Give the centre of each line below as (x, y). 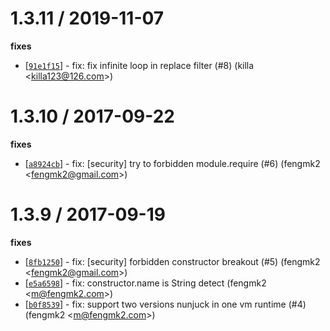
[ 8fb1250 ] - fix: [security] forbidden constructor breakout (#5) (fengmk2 (172, 261)
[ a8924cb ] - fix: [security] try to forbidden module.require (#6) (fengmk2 (172, 163)
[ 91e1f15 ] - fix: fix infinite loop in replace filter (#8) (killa (139, 65)
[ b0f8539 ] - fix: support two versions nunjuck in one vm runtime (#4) (165, 304)
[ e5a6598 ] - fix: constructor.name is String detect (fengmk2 (145, 283)
